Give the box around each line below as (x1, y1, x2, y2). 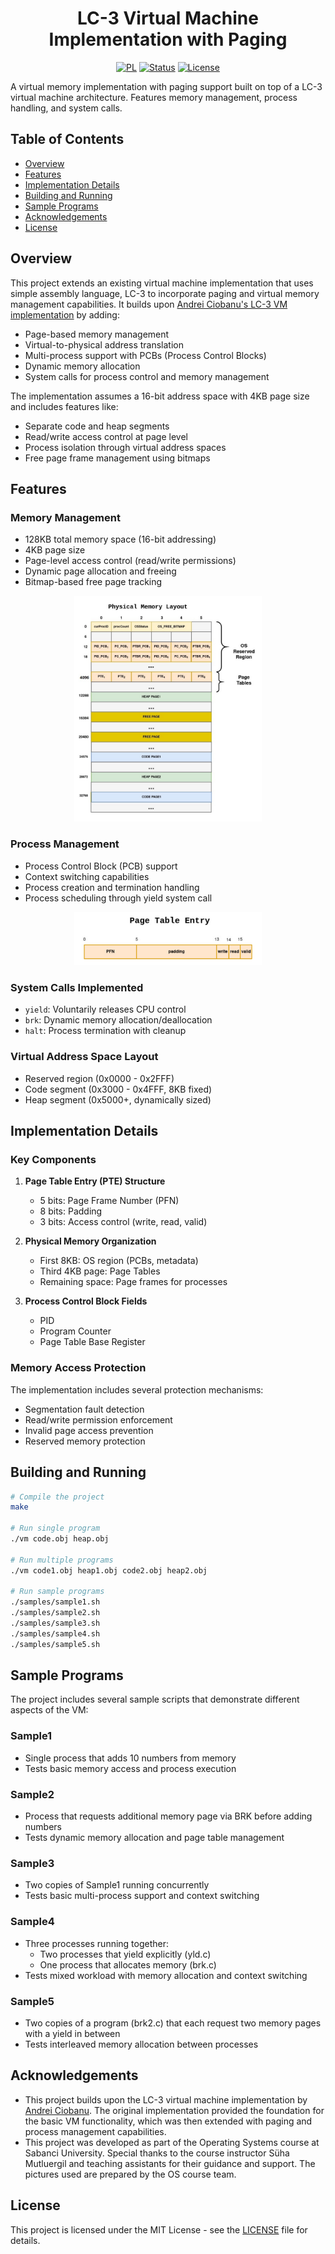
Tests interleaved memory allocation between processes (24, 2038, 259, 2050)
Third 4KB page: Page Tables (39, 1265, 161, 1277)
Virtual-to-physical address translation (24, 338, 184, 351)
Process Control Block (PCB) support (24, 860, 178, 872)
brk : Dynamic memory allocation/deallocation (24, 1014, 213, 1026)
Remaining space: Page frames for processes (39, 1276, 228, 1288)
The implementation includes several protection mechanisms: (10, 1383, 264, 1396)
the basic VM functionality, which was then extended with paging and (24, 2115, 313, 2127)
